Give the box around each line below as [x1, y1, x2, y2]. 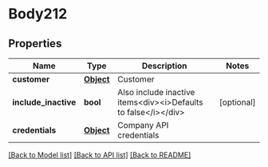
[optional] [219, 97, 256, 108]
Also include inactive [117, 87, 195, 97]
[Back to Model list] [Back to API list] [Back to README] [8, 150, 191, 160]
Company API [117, 120, 169, 130]
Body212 [8, 5, 68, 23]
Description [141, 61, 187, 71]
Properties [8, 37, 62, 50]
